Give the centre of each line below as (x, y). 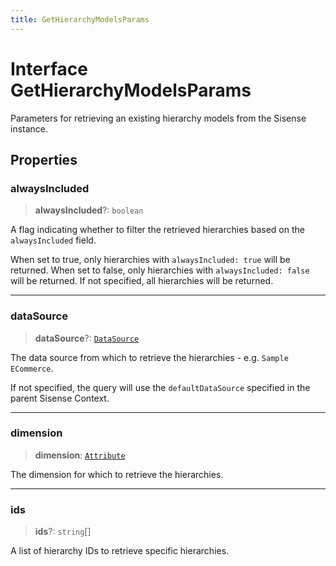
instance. (29, 128)
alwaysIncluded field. (53, 240)
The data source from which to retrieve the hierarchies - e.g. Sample (149, 357)
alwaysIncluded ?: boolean (89, 210)
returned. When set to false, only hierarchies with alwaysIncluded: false (160, 270)
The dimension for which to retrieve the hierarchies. (117, 474)
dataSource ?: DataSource (87, 338)
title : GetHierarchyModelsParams (80, 19)
